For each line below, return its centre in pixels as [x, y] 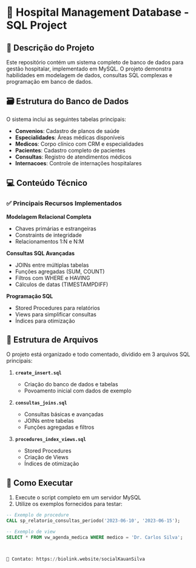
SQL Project [37, 25]
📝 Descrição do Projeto [50, 48]
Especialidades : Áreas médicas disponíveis [70, 137]
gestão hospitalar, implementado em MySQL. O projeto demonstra [89, 69]
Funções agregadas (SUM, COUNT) [60, 271]
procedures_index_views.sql [50, 440]
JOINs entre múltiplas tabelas [52, 265]
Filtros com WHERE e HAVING [52, 278]
